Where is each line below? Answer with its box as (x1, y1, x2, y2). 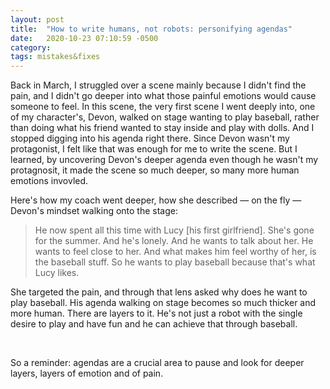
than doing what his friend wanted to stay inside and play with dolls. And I (10, 122, 315, 134)
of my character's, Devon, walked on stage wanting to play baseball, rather (10, 111, 320, 123)
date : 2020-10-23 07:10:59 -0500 (10, 33, 159, 43)
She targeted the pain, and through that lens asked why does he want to (10, 286, 308, 298)
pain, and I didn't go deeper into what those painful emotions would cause (10, 90, 317, 102)
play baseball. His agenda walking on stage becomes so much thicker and (10, 297, 317, 309)
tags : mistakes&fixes (10, 52, 101, 62)
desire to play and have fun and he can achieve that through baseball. (10, 318, 298, 330)
